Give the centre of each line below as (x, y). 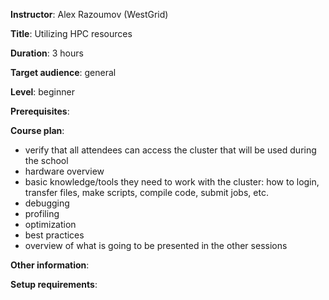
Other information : (50, 265)
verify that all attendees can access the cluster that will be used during (170, 150)
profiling (42, 213)
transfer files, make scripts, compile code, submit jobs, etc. (146, 192)
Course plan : (37, 130)
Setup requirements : (54, 284)
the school (46, 160)
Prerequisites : (40, 111)
